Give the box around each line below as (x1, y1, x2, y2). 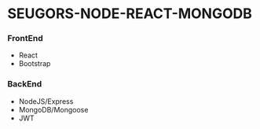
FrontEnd (7, 33, 44, 44)
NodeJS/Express (18, 96, 74, 106)
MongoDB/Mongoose (18, 105, 89, 114)
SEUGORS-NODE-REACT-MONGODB (7, 5, 252, 23)
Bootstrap (18, 59, 51, 68)
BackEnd (7, 79, 42, 90)
